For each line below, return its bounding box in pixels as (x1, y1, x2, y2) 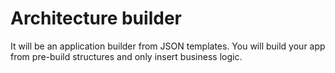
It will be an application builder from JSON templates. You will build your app (10, 40, 326, 52)
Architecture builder (10, 7, 182, 30)
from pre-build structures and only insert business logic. (10, 50, 243, 62)
